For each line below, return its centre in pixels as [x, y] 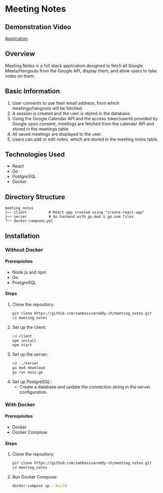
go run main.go [27, 373]
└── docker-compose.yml [29, 221]
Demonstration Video [38, 27]
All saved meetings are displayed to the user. [57, 134]
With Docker [20, 404]
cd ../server [25, 364]
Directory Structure [35, 197]
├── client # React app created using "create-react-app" [75, 213]
